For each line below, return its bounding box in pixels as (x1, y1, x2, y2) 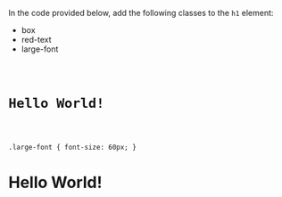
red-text (21, 35, 52, 45)
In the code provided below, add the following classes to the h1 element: (8, 8, 274, 18)
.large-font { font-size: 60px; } (8, 143, 137, 152)
